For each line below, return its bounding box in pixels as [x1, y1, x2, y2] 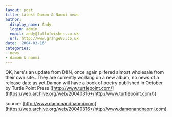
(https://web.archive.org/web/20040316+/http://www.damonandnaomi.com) [5, 106, 167, 112]
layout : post [5, 7, 33, 13]
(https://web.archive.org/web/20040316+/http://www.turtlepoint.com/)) [5, 90, 157, 97]
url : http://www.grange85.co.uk [10, 36, 79, 41]
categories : [5, 45, 31, 51]
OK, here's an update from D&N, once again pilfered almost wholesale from [5, 69, 164, 75]
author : [5, 17, 22, 22]
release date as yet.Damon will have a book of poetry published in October [5, 80, 163, 86]
